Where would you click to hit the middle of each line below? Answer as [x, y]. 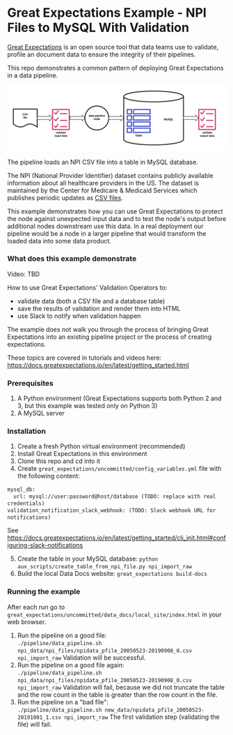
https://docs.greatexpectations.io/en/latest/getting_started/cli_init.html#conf [116, 538]
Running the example [44, 592]
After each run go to [36, 607]
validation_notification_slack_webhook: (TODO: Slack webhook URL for [112, 510]
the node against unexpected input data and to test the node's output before [117, 218]
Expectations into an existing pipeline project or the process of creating [110, 337]
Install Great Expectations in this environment [82, 454]
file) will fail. [34, 724]
